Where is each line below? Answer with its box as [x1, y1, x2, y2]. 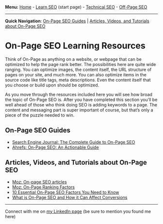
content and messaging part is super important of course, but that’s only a [5, 107, 154, 113]
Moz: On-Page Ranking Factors [12, 184, 75, 190]
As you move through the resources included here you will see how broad [5, 91, 153, 97]
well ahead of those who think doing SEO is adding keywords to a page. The [5, 102, 158, 107]
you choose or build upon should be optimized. [5, 82, 99, 88]
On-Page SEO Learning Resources [5, 40, 146, 52]
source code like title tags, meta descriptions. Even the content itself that [5, 77, 151, 83]
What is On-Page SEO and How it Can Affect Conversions [12, 194, 128, 200]
